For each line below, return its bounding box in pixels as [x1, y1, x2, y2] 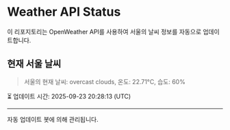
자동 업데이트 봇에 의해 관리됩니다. [7, 115, 99, 123]
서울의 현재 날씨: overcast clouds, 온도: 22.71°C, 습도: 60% [23, 77, 186, 86]
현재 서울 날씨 [7, 58, 62, 70]
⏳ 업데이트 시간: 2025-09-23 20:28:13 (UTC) [7, 92, 131, 100]
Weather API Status [7, 4, 121, 20]
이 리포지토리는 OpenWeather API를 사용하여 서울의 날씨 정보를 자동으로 [7, 27, 202, 36]
